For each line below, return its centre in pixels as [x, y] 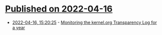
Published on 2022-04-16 [59, 9]
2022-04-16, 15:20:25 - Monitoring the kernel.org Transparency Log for [84, 22]
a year [19, 27]
